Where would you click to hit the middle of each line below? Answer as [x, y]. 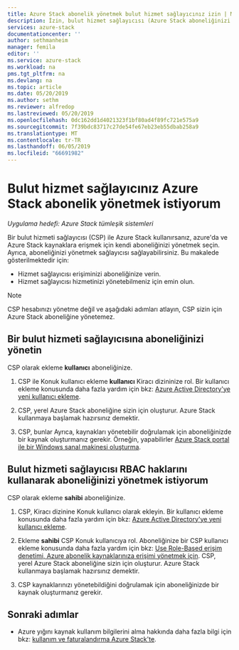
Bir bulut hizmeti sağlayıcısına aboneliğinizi [106, 339]
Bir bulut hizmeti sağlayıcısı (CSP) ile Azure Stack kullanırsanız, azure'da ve [118, 237]
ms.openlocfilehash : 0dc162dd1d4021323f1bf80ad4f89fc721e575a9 [103, 120]
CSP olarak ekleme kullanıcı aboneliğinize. [70, 367]
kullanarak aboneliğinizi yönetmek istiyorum [108, 481]
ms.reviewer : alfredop [41, 107]
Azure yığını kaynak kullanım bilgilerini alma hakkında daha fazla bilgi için [124, 631]
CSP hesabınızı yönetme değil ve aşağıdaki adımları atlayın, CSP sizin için [115, 309]
